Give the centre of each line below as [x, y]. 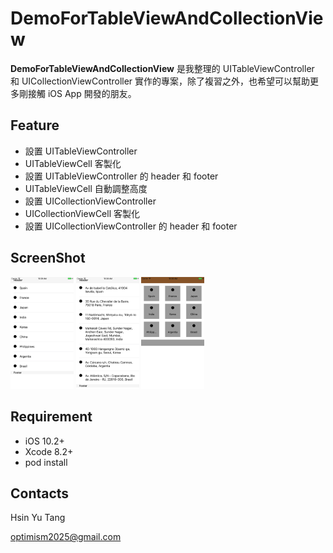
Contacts [40, 493]
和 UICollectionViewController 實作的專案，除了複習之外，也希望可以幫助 [160, 81]
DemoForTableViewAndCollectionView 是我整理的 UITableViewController [162, 68]
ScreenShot [48, 258]
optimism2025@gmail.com [66, 537]
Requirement [51, 417]
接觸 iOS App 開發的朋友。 [82, 93]
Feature [35, 125]
